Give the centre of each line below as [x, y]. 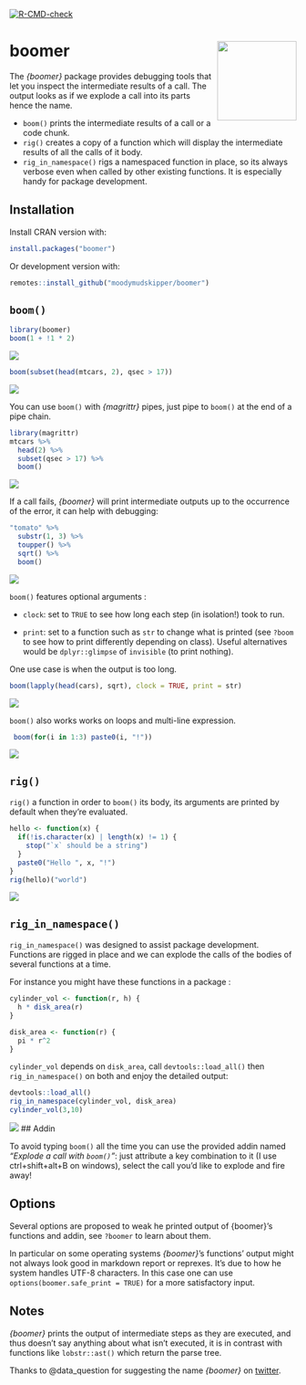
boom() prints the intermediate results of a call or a [117, 122]
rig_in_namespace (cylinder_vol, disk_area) [93, 1102]
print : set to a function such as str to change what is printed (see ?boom [158, 632]
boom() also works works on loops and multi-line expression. [123, 720]
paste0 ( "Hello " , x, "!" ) [67, 863]
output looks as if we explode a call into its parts [100, 95]
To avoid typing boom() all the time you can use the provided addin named [148, 1147]
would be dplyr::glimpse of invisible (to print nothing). [128, 651]
